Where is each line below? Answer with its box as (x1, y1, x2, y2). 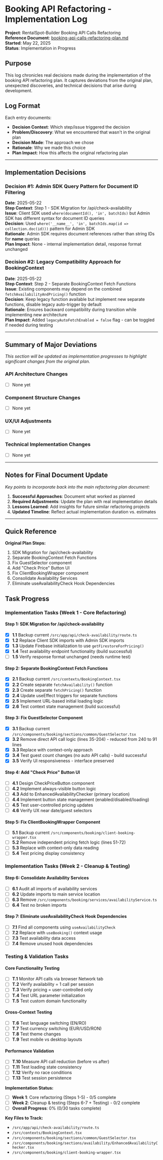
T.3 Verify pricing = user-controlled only (12, 987, 93, 993)
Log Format (5, 102, 40, 110)
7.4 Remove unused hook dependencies (12, 941, 93, 947)
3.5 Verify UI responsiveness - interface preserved (12, 758, 114, 764)
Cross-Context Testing (5, 1009, 52, 1015)
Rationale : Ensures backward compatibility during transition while (5, 307, 137, 312)
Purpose (5, 59, 32, 67)
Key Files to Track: (5, 1115, 43, 1121)
